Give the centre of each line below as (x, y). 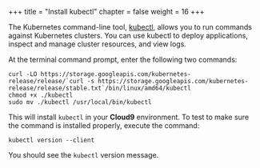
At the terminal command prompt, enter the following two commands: (123, 60)
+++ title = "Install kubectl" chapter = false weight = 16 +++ (107, 12)
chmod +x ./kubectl (41, 95)
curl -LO (23, 74)
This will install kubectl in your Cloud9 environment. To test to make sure (129, 117)
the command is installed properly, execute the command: (104, 126)
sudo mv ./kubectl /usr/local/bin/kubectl (80, 102)
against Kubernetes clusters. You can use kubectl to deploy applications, (128, 36)
